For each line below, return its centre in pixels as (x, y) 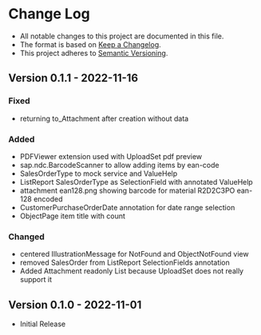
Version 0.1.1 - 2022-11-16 (73, 78)
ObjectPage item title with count (73, 216)
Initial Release (43, 324)
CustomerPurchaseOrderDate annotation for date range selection (127, 207)
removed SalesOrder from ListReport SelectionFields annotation (125, 263)
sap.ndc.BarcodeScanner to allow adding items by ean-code (119, 165)
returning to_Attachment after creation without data (104, 118)
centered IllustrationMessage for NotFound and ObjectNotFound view (134, 254)
